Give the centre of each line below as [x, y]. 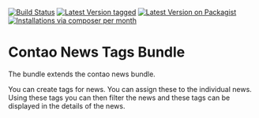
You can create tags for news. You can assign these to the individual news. [130, 89]
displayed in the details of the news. [67, 105]
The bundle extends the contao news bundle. [82, 74]
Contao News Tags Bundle [97, 52]
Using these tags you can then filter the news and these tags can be [119, 98]
